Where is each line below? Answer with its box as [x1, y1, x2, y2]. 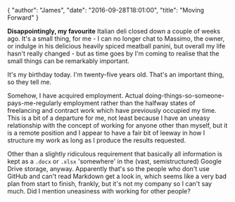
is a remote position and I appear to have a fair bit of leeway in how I [7, 129, 205, 137]
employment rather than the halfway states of [63, 99, 196, 107]
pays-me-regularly [7, 99, 62, 107]
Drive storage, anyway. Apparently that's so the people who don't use [7, 165, 210, 173]
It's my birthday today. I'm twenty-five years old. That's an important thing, [7, 70, 224, 79]
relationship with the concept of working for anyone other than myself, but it [7, 121, 228, 129]
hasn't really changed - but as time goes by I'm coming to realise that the [7, 49, 220, 58]
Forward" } [7, 13, 39, 22]
